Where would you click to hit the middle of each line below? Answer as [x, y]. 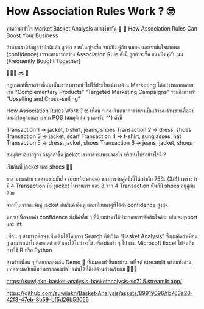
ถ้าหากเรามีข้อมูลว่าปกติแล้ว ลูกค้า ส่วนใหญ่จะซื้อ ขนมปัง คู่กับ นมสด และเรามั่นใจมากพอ [93, 47]
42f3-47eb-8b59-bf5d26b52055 [48, 299]
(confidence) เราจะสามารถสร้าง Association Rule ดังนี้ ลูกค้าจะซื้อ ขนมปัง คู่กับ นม [95, 54]
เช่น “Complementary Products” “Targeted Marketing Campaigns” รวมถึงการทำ [101, 92]
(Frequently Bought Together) [44, 61]
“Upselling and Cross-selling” [43, 98]
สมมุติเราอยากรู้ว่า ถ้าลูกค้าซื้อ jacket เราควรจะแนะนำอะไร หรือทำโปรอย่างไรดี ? [86, 154]
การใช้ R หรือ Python [29, 250]
